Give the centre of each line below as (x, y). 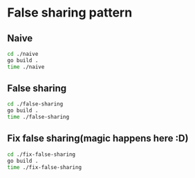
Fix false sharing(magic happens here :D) (98, 138)
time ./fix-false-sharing (44, 167)
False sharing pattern (70, 13)
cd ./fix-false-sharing (41, 154)
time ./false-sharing (38, 117)
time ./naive (26, 67)
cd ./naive (23, 54)
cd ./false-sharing (35, 104)
